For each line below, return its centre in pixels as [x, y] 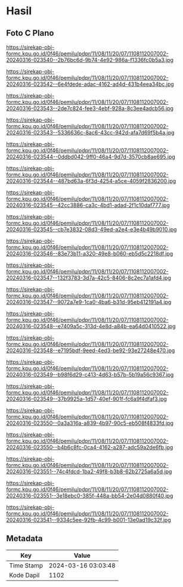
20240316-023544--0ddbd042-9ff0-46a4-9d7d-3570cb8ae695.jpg [91, 157]
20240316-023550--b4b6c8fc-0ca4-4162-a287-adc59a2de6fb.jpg [90, 447]
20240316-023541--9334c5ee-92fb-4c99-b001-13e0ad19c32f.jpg [89, 520]
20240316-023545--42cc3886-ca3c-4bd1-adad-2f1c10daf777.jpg [88, 205]
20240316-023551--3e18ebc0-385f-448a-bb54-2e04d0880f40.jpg [90, 496]
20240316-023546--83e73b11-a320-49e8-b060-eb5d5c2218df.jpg [90, 254]
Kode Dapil [24, 575]
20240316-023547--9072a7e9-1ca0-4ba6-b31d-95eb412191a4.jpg [89, 302]
